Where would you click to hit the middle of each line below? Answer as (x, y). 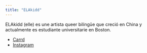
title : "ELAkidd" (24, 10)
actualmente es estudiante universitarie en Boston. (58, 30)
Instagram (23, 45)
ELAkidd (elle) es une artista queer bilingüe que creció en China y (73, 24)
